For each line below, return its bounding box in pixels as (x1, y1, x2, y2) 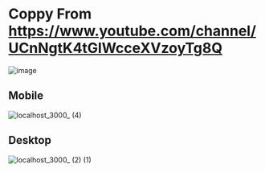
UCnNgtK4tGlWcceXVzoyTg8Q (8, 39, 223, 57)
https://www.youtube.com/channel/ (8, 22, 257, 40)
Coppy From (8, 5, 92, 23)
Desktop (8, 133, 52, 147)
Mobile (8, 89, 44, 103)
